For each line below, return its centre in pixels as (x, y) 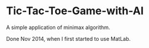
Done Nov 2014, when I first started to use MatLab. (69, 39)
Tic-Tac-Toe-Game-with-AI (75, 11)
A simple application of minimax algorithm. (58, 27)
